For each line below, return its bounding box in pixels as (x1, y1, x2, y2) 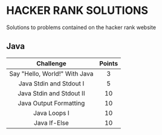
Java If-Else (34, 119, 70, 127)
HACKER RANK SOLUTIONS (6, 4, 148, 18)
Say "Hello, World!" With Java (9, 69, 94, 77)
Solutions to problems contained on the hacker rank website (6, 24, 156, 31)
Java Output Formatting (18, 99, 85, 107)
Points (99, 59, 118, 67)
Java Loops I (33, 108, 70, 117)
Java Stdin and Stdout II (18, 89, 85, 97)
